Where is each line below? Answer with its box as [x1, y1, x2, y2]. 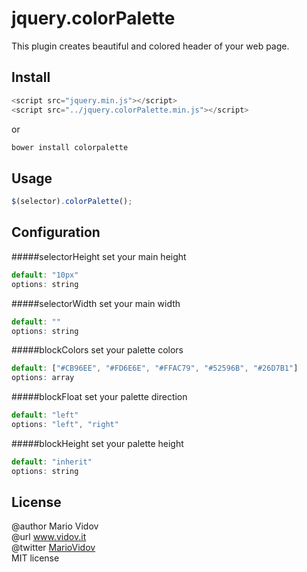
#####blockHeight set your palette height [11, 437, 184, 449]
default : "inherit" [11, 457, 93, 467]
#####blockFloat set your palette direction [11, 391, 188, 403]
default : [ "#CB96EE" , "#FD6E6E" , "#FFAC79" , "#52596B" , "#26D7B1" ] [11, 363, 299, 374]
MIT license [11, 552, 60, 564]
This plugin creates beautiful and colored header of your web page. [11, 40, 290, 52]
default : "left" [11, 410, 79, 421]
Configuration [11, 224, 101, 241]
